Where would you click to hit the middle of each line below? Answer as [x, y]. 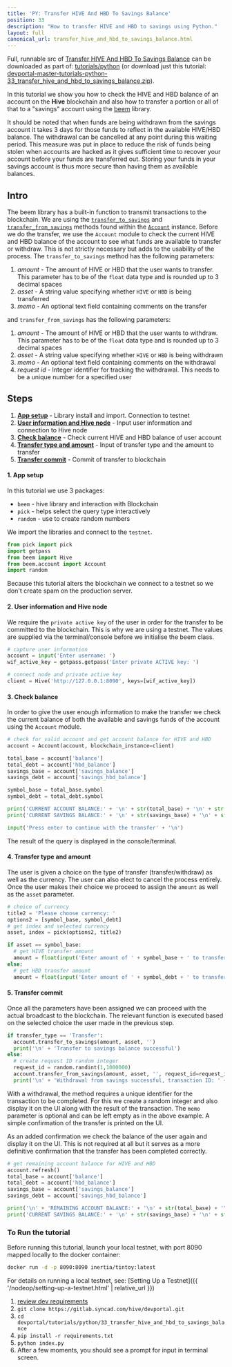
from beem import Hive [40, 557]
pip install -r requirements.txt [65, 1336]
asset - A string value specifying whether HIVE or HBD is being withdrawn [120, 355]
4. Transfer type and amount [49, 857]
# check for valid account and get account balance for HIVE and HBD [109, 740]
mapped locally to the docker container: [64, 1255]
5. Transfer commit [35, 993]
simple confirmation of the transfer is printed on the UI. [85, 1122]
